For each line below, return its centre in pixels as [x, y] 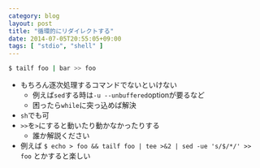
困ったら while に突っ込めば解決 [84, 105]
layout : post [30, 24]
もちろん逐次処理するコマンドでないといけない [98, 85]
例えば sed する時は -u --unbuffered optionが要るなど [119, 95]
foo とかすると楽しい [55, 156]
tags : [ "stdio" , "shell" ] [56, 46]
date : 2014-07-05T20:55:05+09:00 [65, 39]
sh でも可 [35, 115]
